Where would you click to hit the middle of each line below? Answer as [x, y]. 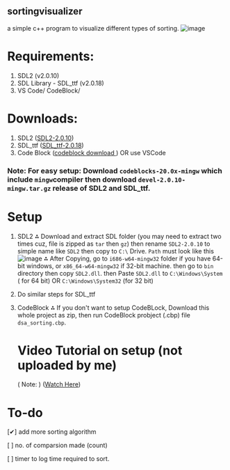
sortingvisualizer [45, 11]
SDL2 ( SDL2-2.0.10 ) [46, 138]
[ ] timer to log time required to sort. [58, 459]
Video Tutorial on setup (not [100, 350]
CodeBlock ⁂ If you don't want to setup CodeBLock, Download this [113, 307]
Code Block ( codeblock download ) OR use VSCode [91, 152]
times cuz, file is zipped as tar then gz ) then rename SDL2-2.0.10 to [114, 244]
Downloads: [43, 118]
